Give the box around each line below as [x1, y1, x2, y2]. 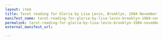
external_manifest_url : [5, 25, 53, 30]
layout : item [5, 7, 32, 12]
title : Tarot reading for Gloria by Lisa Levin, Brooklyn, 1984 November [5, 11, 158, 16]
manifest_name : [5, 16, 36, 20]
